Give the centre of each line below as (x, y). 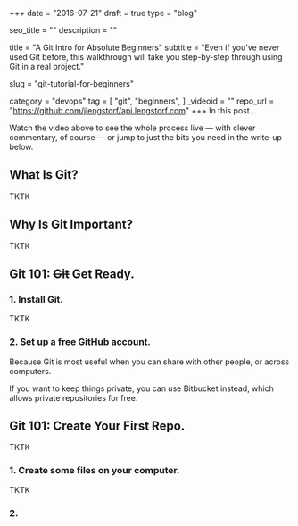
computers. (30, 371)
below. (21, 147)
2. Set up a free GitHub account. (80, 342)
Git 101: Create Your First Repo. (97, 426)
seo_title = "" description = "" (63, 30)
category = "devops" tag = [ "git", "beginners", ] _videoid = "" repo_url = (142, 101)
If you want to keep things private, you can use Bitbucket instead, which (142, 388)
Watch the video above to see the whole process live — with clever (132, 128)
